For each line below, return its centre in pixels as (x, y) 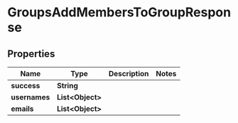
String (67, 86)
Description (129, 74)
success (26, 86)
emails (22, 109)
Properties (31, 54)
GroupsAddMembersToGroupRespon (119, 12)
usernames (31, 97)
